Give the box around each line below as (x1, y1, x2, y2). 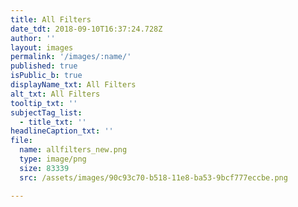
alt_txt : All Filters (10, 89, 101, 99)
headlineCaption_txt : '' (10, 126, 114, 136)
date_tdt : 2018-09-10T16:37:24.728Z (10, 24, 163, 34)
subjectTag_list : (10, 107, 83, 118)
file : (10, 136, 33, 146)
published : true (10, 61, 78, 71)
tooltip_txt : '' (10, 98, 78, 108)
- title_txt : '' (19, 117, 87, 127)
